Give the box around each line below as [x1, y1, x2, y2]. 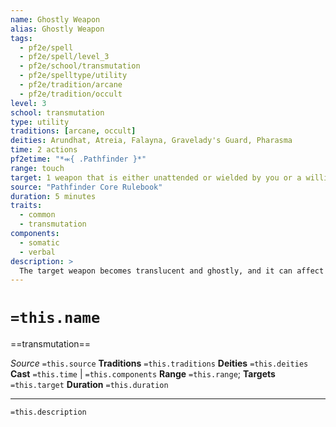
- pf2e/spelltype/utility [19, 71, 128, 81]
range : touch [10, 163, 65, 173]
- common [19, 210, 56, 220]
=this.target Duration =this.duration [10, 379, 169, 391]
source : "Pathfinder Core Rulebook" [10, 182, 163, 192]
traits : [10, 201, 43, 211]
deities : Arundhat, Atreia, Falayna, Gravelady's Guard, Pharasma [10, 136, 293, 146]
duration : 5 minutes [10, 191, 97, 201]
